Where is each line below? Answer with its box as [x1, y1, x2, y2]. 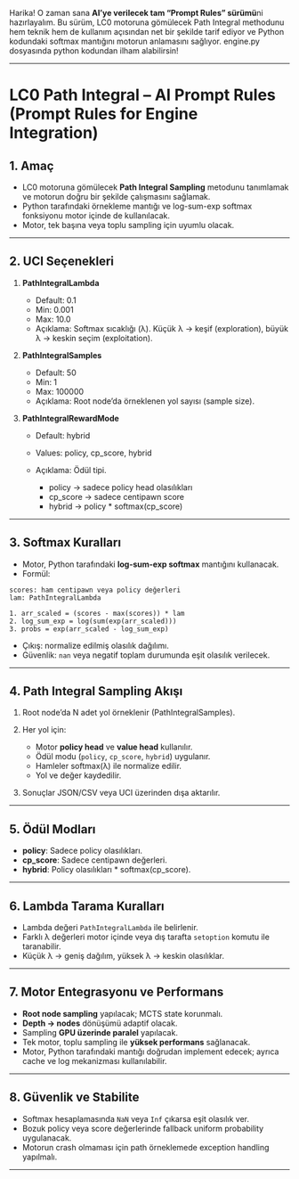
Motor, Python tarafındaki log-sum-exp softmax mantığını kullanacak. [21, 559, 279, 569]
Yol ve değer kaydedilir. [35, 770, 122, 781]
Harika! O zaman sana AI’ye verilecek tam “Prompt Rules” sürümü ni [9, 8, 264, 18]
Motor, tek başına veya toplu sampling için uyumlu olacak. [21, 220, 235, 230]
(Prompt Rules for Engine [9, 104, 198, 124]
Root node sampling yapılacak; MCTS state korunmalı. [21, 1008, 223, 1019]
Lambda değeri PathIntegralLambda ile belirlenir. [21, 922, 198, 933]
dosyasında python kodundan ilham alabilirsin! [9, 45, 180, 56]
